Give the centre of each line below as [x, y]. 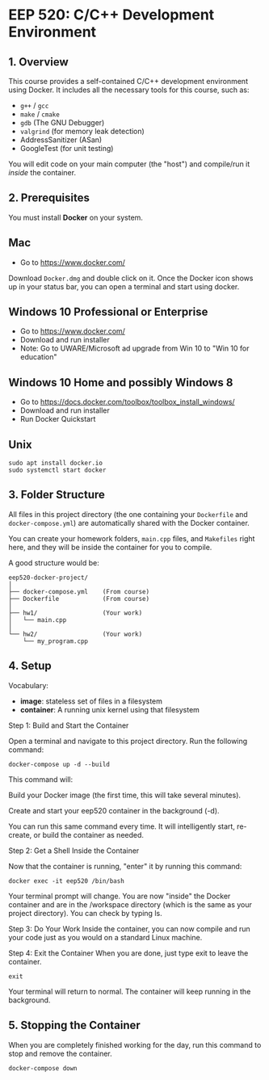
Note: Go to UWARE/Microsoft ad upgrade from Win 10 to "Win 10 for [134, 348]
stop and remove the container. [61, 1053]
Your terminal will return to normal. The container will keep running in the [130, 991]
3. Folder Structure [57, 495]
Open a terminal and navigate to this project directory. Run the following [128, 741]
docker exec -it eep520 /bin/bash [67, 881]
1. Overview [38, 62]
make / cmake [40, 114]
